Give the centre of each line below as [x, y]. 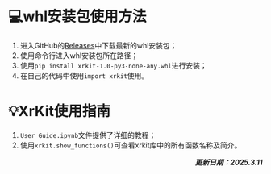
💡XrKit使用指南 [60, 112]
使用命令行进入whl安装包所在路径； [79, 55]
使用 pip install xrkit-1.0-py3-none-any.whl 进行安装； [113, 65]
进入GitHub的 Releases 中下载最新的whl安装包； [98, 45]
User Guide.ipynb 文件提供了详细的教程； [88, 135]
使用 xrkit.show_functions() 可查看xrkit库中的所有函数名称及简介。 [131, 145]
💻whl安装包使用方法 [77, 17]
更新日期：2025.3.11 [229, 162]
